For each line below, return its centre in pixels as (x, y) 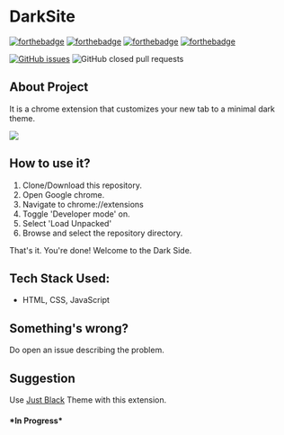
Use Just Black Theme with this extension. (88, 400)
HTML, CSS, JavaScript (66, 300)
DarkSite (43, 17)
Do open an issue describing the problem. (87, 350)
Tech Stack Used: (60, 278)
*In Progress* (36, 421)
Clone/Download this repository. (82, 185)
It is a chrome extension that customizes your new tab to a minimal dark (142, 109)
